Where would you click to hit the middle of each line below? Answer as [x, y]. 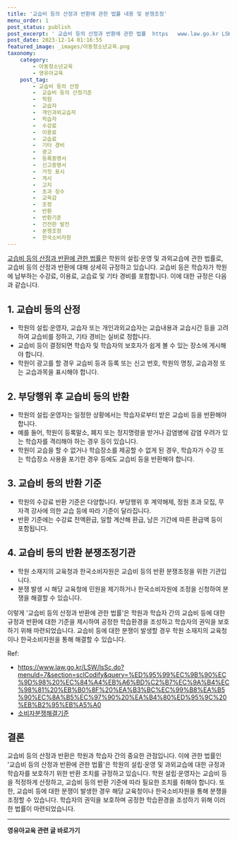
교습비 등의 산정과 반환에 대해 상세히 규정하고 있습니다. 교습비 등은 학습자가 [111, 267]
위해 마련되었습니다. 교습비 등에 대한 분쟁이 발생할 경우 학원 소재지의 [114, 630]
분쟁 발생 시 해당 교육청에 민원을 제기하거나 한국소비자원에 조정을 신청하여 [119, 588]
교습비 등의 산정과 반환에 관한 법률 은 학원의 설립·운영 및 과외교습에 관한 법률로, [115, 258]
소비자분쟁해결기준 [43, 713]
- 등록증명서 [50, 159]
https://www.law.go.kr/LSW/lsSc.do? [71, 667]
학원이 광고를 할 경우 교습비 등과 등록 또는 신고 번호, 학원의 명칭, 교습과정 [118, 363]
